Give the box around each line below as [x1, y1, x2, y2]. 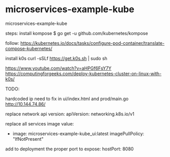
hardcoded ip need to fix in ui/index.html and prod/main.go [5, 96, 129, 102]
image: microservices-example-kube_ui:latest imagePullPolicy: [12, 131, 145, 137]
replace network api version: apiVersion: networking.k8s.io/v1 [5, 111, 135, 117]
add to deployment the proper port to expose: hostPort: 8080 [5, 146, 134, 152]
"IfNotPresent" [12, 136, 44, 142]
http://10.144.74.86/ [5, 101, 46, 107]
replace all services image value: [5, 120, 74, 127]
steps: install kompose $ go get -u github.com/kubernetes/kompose [5, 30, 149, 36]
